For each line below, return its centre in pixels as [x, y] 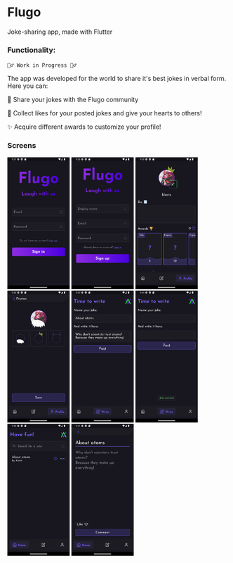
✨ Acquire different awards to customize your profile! [84, 127]
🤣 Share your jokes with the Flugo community [73, 100]
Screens [22, 146]
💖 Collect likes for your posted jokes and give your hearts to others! [105, 113]
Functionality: [32, 50]
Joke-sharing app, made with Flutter [60, 32]
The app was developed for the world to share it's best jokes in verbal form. [117, 79]
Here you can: [28, 86]
